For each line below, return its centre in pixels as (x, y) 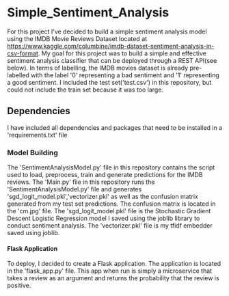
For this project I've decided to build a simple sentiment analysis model (107, 31)
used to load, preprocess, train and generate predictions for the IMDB (105, 175)
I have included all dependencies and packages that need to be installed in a (115, 127)
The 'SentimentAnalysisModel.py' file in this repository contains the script (111, 167)
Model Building (32, 152)
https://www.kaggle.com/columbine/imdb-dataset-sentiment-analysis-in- (111, 46)
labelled (18, 75)
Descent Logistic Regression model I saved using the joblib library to (104, 218)
